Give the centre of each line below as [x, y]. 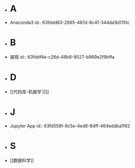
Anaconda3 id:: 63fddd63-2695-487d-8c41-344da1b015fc [70, 22]
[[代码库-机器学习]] [29, 91]
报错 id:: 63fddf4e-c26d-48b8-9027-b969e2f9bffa [62, 57]
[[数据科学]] [22, 160]
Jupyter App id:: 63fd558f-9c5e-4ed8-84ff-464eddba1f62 [70, 126]
